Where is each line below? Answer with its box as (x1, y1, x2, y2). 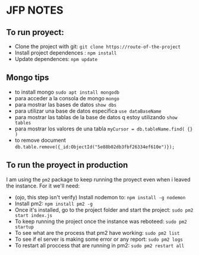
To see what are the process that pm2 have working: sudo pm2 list (14, 229, 180, 236)
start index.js (14, 212, 53, 218)
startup (14, 224, 34, 230)
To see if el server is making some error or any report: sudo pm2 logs (14, 235, 183, 243)
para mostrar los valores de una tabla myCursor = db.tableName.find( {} (14, 125, 193, 132)
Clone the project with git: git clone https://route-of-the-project (14, 43, 181, 50)
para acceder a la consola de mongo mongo (14, 94, 120, 101)
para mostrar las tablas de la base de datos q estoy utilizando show (14, 113, 178, 120)
